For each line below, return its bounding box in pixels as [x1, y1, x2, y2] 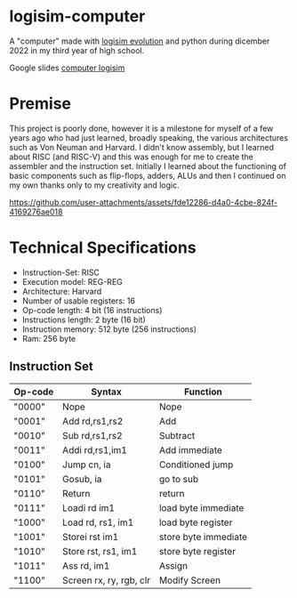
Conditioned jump [158, 458, 234, 471]
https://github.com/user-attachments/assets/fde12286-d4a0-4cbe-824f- [9, 197, 278, 207]
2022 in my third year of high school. [9, 44, 145, 55]
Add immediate [158, 443, 222, 456]
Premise [9, 93, 72, 114]
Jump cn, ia [61, 458, 111, 471]
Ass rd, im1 [61, 559, 110, 571]
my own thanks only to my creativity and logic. [9, 180, 180, 190]
